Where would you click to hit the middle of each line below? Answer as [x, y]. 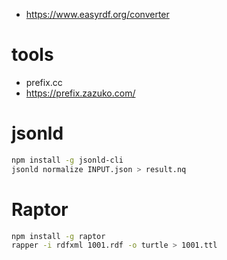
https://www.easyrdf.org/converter [97, 14]
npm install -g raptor [58, 236]
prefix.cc [44, 82]
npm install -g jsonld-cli [67, 160]
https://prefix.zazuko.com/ [80, 93]
